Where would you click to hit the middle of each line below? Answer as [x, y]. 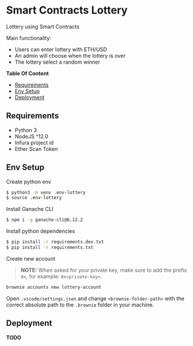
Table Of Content [27, 73]
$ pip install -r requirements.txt [50, 248]
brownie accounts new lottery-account [54, 287]
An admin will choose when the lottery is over [70, 55]
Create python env [29, 182]
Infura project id [34, 143]
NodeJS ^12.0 [31, 136]
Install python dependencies [41, 231]
